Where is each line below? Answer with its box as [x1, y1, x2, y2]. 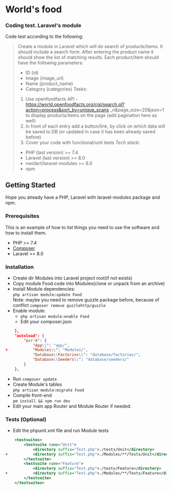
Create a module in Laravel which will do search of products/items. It [17, 44, 163, 50]
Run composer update [12, 376, 57, 382]
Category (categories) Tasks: [25, 86, 88, 92]
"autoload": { [14, 333, 45, 338]
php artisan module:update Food [12, 292, 82, 297]
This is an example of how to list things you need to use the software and [5, 224, 160, 230]
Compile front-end [12, 392, 52, 398]
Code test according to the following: [5, 33, 83, 39]
